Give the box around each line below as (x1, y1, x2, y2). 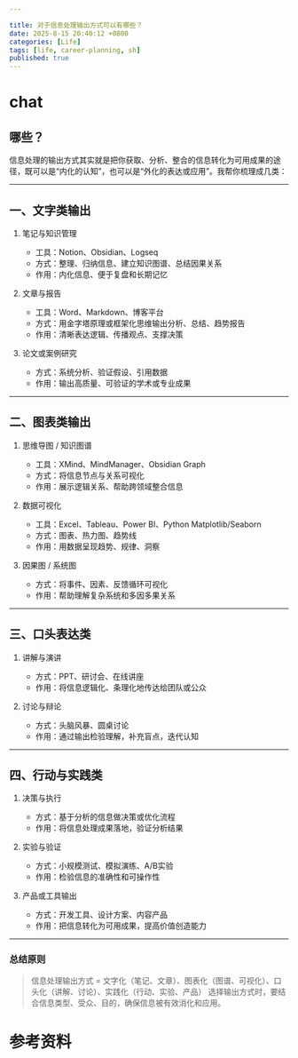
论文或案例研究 (21, 347, 77, 358)
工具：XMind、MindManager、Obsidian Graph (35, 458, 207, 469)
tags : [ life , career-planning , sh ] (9, 45, 141, 54)
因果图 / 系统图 (21, 560, 77, 570)
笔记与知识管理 (21, 227, 77, 238)
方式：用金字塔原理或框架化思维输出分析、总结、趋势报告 (35, 317, 246, 329)
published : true (9, 54, 69, 63)
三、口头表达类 (9, 627, 91, 642)
